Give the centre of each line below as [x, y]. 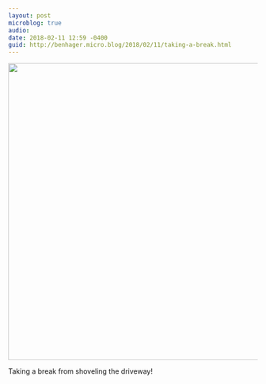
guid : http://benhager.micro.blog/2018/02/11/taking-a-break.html [120, 45]
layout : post [30, 15]
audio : [19, 30]
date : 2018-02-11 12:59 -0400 [58, 38]
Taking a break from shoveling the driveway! [80, 371]
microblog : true [35, 23]
